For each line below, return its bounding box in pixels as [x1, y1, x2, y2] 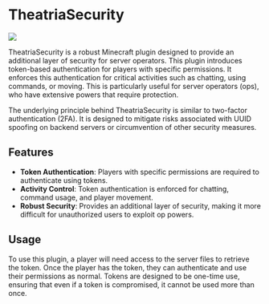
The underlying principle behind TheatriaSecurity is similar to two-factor [8, 105, 247, 115]
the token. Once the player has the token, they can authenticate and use [8, 262, 247, 272]
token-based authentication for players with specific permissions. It [8, 64, 232, 74]
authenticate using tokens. [19, 175, 108, 185]
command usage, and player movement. [19, 193, 154, 202]
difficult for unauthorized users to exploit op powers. [19, 209, 194, 219]
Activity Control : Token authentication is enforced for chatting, [19, 184, 229, 193]
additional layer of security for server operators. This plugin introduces [8, 55, 243, 65]
